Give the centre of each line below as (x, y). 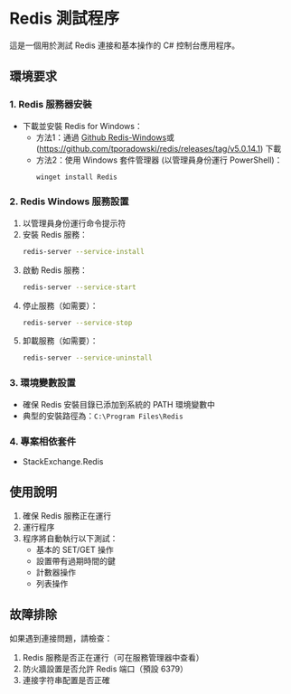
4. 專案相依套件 (43, 441)
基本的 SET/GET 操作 (75, 549)
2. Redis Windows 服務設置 (69, 202)
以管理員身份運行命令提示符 (74, 223)
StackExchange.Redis (63, 461)
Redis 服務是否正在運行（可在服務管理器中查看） (113, 657)
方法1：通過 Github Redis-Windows (101, 137)
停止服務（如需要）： (60, 305)
